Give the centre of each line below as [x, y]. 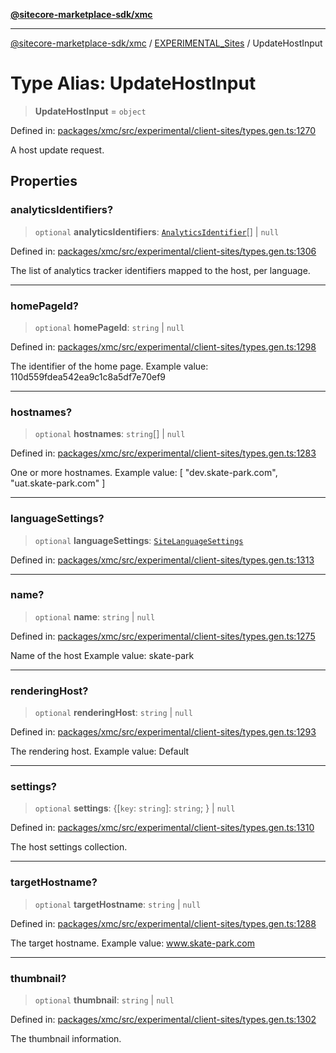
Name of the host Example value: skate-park [102, 655]
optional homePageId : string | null [109, 327]
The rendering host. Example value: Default [100, 751]
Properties [44, 181]
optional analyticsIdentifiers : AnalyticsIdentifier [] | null [157, 231]
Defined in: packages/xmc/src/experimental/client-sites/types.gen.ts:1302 [163, 1019]
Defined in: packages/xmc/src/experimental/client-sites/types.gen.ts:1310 [162, 828]
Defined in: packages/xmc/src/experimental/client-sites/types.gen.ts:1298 [163, 346]
